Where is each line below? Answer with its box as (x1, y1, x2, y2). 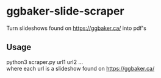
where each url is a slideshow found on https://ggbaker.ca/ (6, 65, 155, 72)
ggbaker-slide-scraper (6, 4, 124, 18)
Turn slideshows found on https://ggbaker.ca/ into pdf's (6, 24, 146, 32)
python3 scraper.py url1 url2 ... (6, 58, 84, 65)
